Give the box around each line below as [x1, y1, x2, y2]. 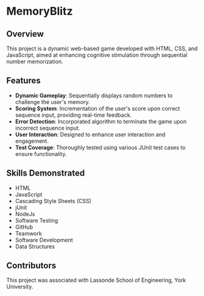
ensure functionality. [15, 150, 67, 157]
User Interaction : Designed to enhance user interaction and [15, 130, 166, 138]
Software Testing [15, 216, 58, 224]
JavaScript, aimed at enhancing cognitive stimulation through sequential [6, 51, 188, 59]
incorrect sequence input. [15, 124, 80, 131]
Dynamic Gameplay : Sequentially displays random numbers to [15, 92, 173, 99]
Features [6, 75, 41, 86]
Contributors [6, 261, 57, 271]
